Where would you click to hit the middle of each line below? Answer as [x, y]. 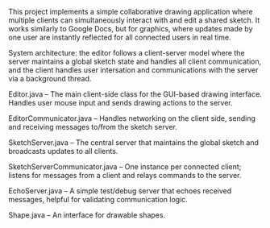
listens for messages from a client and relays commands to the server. [125, 175]
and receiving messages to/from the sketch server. [93, 127]
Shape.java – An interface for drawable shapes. [87, 215]
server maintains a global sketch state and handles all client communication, [135, 61]
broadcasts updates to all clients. [63, 151]
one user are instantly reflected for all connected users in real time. [120, 37]
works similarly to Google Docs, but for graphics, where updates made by [131, 29]
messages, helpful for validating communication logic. [98, 199]
